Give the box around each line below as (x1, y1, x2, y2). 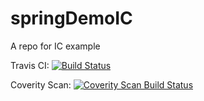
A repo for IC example (10, 40, 101, 52)
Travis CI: (10, 59, 50, 71)
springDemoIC (10, 7, 133, 30)
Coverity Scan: (10, 78, 72, 91)
